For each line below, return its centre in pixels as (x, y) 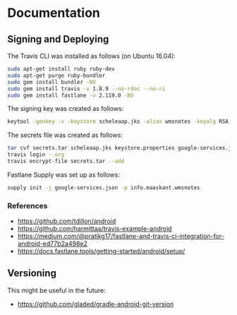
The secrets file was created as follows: (65, 135)
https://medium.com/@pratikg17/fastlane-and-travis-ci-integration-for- (121, 236)
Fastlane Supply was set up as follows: (63, 174)
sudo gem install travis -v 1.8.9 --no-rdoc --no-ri (86, 89)
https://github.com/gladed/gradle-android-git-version (96, 304)
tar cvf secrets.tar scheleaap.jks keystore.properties (91, 148)
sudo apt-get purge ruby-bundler (56, 76)
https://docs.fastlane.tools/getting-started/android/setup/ (101, 251)
